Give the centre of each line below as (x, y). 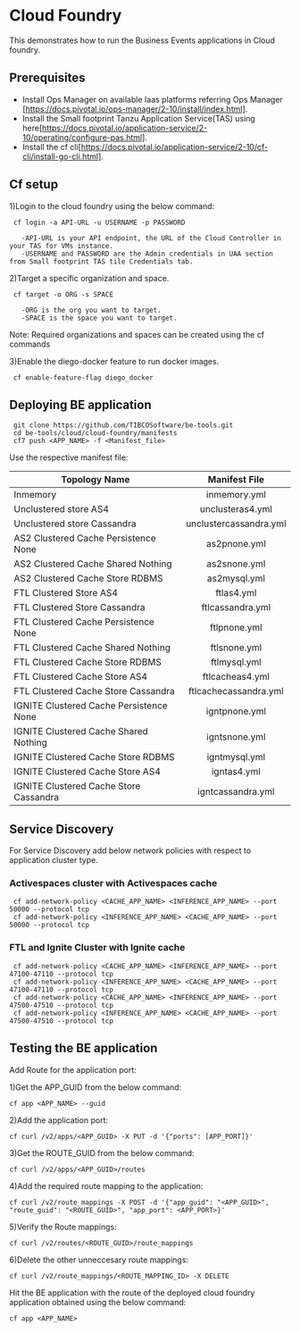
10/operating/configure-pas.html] (83, 137)
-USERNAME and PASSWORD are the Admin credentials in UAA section (147, 254)
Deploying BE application (80, 404)
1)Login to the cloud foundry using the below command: (112, 205)
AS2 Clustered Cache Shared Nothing (93, 564)
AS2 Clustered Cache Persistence (85, 539)
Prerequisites (47, 78)
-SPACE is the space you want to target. (99, 318)
